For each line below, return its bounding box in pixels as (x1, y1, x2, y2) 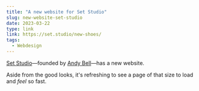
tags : (6, 37, 20, 43)
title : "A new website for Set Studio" (6, 8, 107, 15)
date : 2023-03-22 (6, 20, 50, 26)
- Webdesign (12, 43, 42, 49)
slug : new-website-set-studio (6, 15, 83, 21)
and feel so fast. (6, 77, 47, 85)
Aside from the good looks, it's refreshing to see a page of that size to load (6, 71, 194, 78)
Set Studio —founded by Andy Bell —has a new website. (6, 59, 144, 67)
